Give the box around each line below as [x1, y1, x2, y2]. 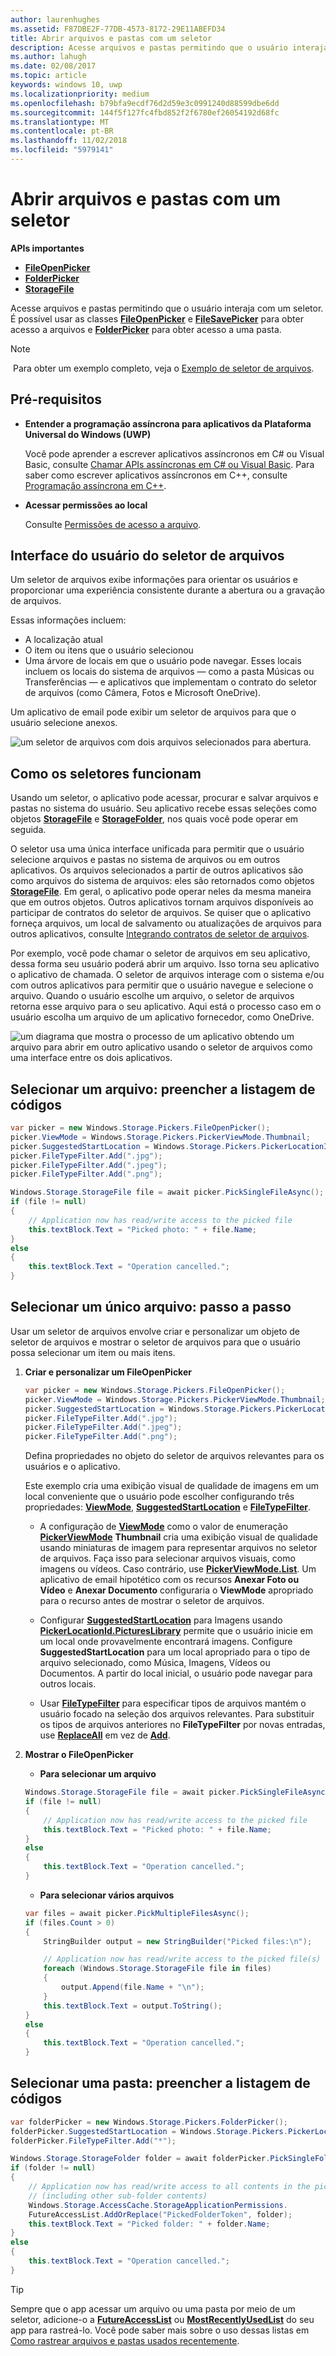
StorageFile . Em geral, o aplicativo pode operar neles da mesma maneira [10, 886, 312, 898]
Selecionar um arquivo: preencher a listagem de [10, 1081, 316, 1098]
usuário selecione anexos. [10, 717, 118, 729]
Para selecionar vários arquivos [39, 1889, 175, 1901]
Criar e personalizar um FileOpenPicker [24, 1366, 192, 1378]
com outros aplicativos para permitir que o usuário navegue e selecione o [10, 979, 314, 991]
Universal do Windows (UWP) [24, 428, 152, 440]
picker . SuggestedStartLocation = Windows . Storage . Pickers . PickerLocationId [10, 1141, 333, 1151]
